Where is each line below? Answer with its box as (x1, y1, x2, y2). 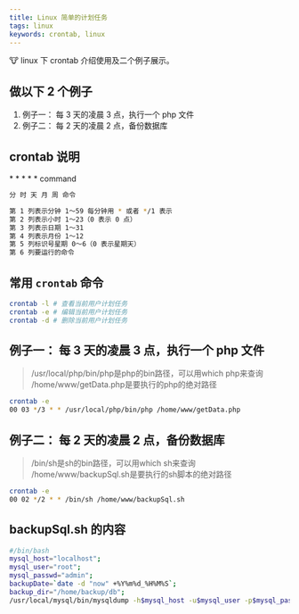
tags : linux (9, 21, 53, 30)
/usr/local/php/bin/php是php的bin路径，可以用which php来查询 (30, 368, 264, 379)
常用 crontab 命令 (9, 275, 104, 290)
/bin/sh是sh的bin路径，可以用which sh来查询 (30, 457, 196, 469)
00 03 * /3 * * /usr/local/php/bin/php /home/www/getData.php (9, 405, 241, 415)
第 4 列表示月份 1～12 (9, 231, 85, 241)
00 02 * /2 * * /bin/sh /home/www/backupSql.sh (9, 494, 185, 504)
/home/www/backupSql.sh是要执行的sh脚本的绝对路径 (30, 469, 232, 479)
